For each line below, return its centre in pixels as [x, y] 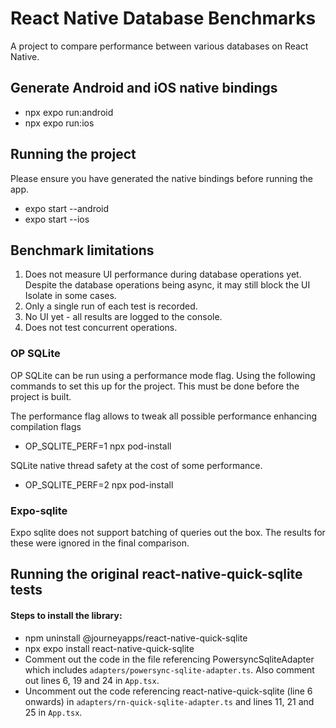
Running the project [73, 154]
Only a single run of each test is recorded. [111, 306]
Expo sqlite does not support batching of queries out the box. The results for [168, 532]
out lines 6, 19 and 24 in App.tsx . [92, 680]
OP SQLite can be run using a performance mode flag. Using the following [163, 375]
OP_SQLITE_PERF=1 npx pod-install [98, 446]
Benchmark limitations [82, 250]
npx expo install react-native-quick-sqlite [109, 648]
